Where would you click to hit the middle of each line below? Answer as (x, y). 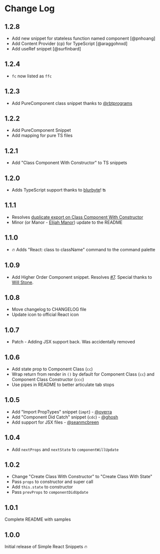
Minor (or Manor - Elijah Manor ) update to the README (67, 222)
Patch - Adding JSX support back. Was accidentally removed (73, 342)
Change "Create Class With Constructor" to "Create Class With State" (82, 477)
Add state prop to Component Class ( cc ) (52, 369)
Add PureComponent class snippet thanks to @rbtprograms (72, 103)
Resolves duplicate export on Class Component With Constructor (77, 217)
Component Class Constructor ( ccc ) (48, 379)
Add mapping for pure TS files (42, 136)
